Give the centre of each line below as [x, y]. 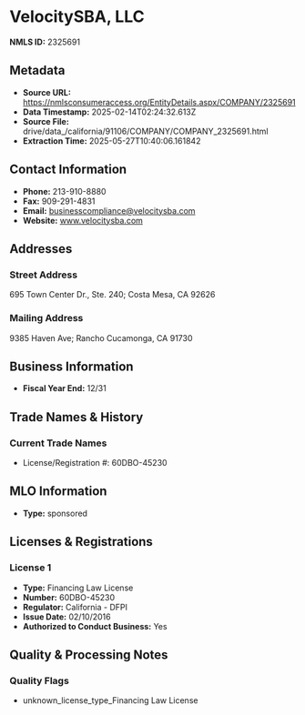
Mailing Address [46, 318]
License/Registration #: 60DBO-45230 [95, 463]
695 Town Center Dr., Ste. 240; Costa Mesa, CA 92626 [112, 295]
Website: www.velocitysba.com [83, 220]
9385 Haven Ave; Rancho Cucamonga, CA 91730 [101, 337]
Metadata [37, 70]
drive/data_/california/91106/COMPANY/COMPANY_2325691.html [145, 131]
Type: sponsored [55, 513]
